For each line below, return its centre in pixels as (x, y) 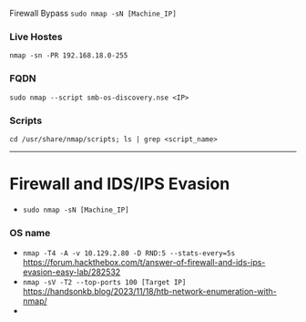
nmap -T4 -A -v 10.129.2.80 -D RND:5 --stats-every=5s (129, 254)
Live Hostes (36, 36)
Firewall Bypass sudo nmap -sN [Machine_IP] (93, 13)
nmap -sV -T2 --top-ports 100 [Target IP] (104, 283)
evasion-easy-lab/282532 (71, 272)
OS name (30, 233)
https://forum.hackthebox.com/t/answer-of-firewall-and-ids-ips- (144, 263)
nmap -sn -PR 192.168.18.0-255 (69, 56)
